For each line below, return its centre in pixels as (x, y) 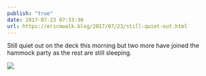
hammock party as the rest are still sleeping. (69, 53)
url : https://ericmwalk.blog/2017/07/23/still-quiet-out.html (97, 26)
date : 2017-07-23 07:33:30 (45, 20)
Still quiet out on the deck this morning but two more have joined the (103, 46)
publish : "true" (30, 13)
